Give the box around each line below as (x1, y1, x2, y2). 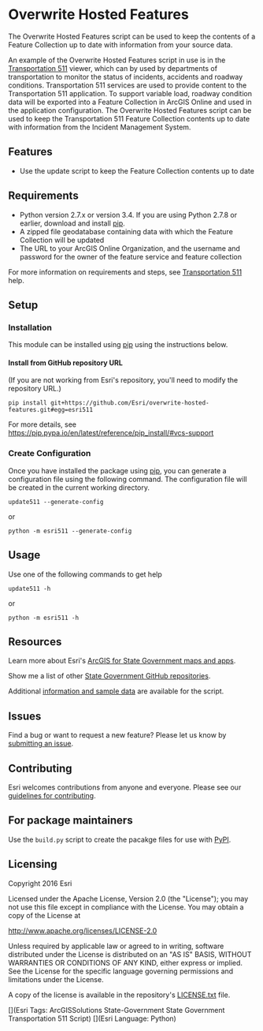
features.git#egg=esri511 (8, 406, 93, 414)
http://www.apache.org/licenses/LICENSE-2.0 (8, 925, 157, 936)
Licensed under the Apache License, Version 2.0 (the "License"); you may (8, 894, 249, 903)
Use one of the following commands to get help (8, 570, 163, 579)
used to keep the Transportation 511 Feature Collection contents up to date (8, 114, 250, 123)
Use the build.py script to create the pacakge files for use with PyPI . (8, 835, 232, 844)
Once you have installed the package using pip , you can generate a (8, 465, 227, 475)
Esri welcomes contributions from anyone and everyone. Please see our (8, 783, 242, 792)
